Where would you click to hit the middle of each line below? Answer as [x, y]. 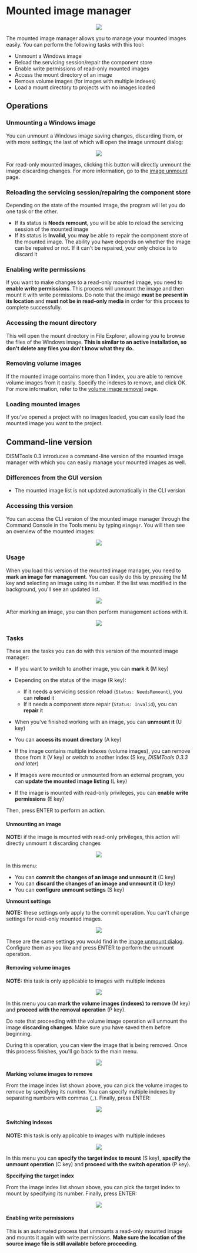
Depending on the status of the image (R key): [70, 680]
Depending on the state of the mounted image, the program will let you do [96, 205]
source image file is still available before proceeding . [72, 1244]
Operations [27, 106]
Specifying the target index [40, 1176]
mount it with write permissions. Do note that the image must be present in [97, 295]
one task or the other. [32, 211]
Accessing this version [40, 506]
